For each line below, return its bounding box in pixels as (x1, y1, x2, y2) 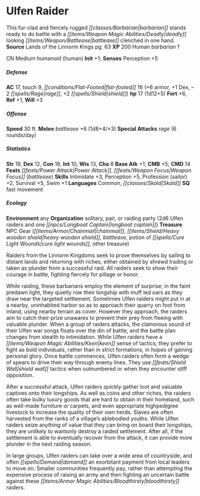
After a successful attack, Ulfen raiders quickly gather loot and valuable (6, 383, 183, 390)
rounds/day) (6, 131, 37, 138)
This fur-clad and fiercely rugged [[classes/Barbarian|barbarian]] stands (6, 24, 186, 31)
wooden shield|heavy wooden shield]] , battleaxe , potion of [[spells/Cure (6, 234, 185, 241)
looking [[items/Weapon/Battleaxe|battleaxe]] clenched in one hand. (6, 37, 175, 44)
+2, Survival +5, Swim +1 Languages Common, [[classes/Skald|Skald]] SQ (6, 179, 190, 186)
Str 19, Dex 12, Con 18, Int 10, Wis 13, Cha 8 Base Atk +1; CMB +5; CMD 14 (6, 160, 191, 167)
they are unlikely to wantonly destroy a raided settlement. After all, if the (6, 427, 183, 435)
